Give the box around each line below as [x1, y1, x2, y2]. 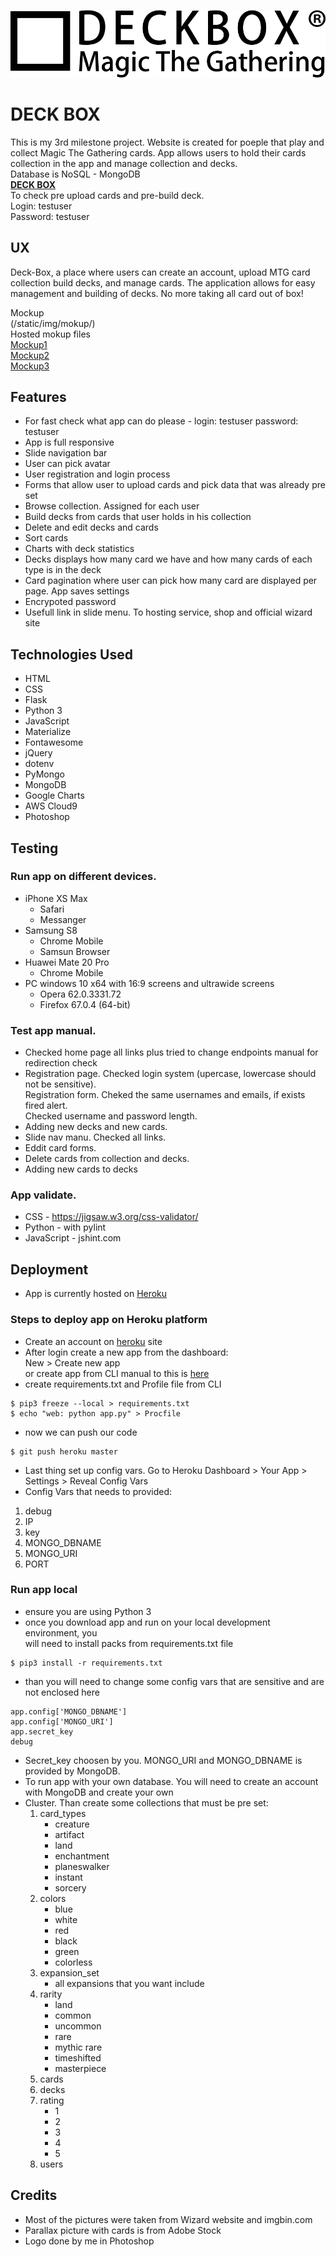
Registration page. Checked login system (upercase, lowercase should [24, 1068, 317, 1080]
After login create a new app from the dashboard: [24, 1346, 229, 1358]
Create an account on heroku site [24, 1335, 163, 1347]
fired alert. [24, 1100, 68, 1112]
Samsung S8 [24, 924, 78, 936]
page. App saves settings [24, 585, 130, 597]
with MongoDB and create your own [24, 1786, 174, 1798]
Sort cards [24, 532, 69, 544]
